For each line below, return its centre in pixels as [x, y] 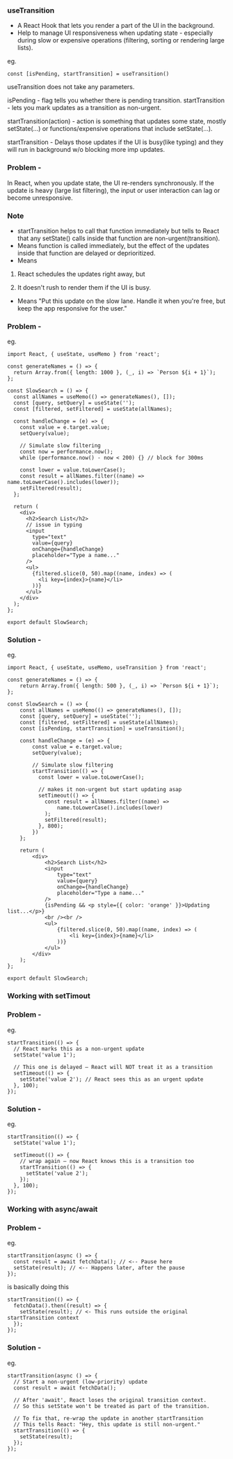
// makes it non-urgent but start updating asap [110, 790]
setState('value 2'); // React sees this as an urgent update [112, 1079]
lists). [25, 48]
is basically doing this [38, 1287]
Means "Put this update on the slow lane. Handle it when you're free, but [121, 301]
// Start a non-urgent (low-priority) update [81, 1382]
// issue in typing [54, 525]
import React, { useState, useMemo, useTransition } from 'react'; [107, 668]
